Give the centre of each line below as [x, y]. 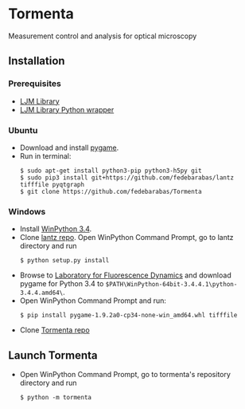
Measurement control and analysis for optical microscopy [103, 36]
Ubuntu [23, 130]
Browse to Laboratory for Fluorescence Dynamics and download [126, 275]
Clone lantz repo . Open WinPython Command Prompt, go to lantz [126, 238]
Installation [37, 61]
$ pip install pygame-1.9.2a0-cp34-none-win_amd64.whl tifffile [128, 316]
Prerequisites [35, 84]
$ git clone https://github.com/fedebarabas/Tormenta [111, 191]
